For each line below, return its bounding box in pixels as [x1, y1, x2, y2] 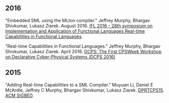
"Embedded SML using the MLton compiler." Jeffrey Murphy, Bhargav [5, 17, 150, 23]
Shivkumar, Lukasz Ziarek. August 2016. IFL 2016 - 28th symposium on [5, 23, 153, 29]
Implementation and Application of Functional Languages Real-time [5, 28, 145, 34]
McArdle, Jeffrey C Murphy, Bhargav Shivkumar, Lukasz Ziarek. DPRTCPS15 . [5, 87, 164, 93]
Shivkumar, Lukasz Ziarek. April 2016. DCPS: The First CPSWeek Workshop [5, 48, 162, 54]
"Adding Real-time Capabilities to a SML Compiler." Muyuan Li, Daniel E [5, 81, 153, 87]
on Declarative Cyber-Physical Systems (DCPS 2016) [5, 54, 116, 60]
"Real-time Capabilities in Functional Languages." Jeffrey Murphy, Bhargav [5, 43, 160, 49]
